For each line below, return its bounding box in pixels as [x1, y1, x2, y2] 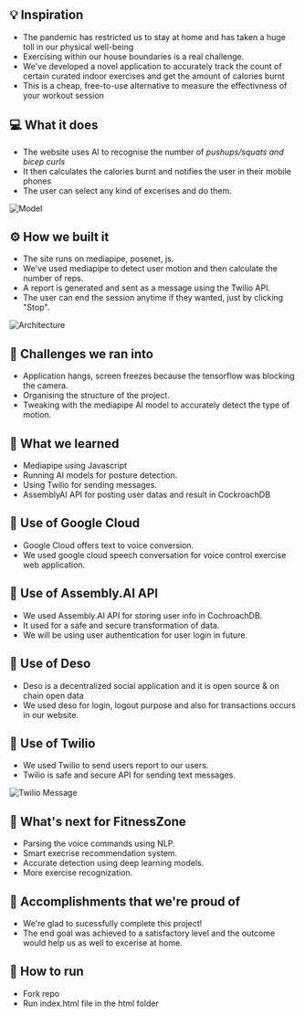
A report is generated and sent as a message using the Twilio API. [22, 282, 271, 293]
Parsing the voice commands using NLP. [22, 838, 175, 849]
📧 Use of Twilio [9, 736, 96, 751]
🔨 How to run [9, 964, 84, 979]
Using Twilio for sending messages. [22, 480, 158, 491]
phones [22, 175, 52, 186]
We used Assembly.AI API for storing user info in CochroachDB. [22, 609, 263, 620]
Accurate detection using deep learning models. [22, 858, 205, 869]
